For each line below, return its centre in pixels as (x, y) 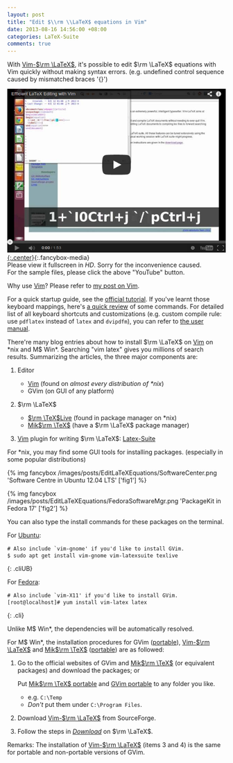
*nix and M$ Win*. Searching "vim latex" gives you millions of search (105, 349)
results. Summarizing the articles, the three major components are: (103, 357)
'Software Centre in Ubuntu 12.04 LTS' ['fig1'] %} (77, 480)
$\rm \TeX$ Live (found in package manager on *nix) (102, 418)
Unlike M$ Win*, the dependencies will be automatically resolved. (101, 629)
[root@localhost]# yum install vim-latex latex (77, 603)
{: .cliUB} (20, 569)
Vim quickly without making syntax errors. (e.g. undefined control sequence (116, 72)
